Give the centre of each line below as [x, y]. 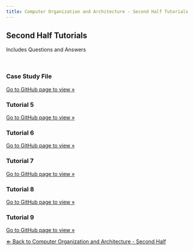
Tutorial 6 [20, 132]
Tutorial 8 [20, 189]
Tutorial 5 [20, 105]
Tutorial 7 [20, 161]
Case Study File [29, 76]
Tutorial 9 [20, 217]
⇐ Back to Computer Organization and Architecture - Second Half [86, 242]
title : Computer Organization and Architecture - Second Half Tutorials [97, 12]
